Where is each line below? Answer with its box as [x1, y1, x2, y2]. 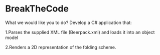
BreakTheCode [5, 3, 69, 14]
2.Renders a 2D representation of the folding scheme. [5, 44, 116, 50]
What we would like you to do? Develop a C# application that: [5, 19, 132, 25]
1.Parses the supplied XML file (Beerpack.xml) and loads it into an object [5, 29, 155, 35]
